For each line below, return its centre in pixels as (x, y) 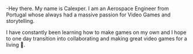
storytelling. (20, 21)
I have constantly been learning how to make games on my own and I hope (96, 32)
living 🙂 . (16, 45)
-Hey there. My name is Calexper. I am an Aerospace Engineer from (88, 9)
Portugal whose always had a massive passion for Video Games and (88, 15)
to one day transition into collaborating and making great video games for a (96, 38)
